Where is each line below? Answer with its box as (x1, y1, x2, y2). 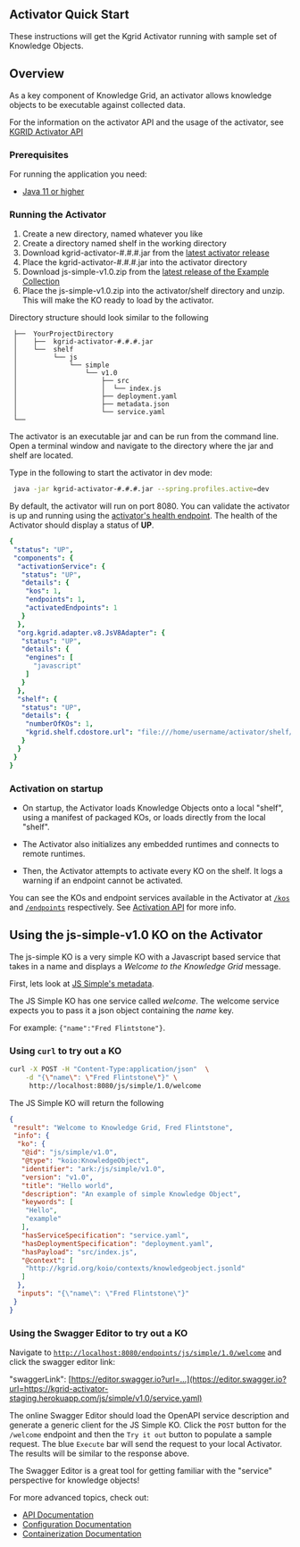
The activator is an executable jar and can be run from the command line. (9, 431, 279, 442)
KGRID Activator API (9, 126, 83, 137)
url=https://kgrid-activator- (9, 1383, 109, 1393)
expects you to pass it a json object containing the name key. (9, 1004, 235, 1016)
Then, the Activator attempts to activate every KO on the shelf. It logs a (21, 865, 283, 876)
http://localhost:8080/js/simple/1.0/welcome (29, 1081, 202, 1090)
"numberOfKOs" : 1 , (25, 719, 94, 728)
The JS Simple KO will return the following (9, 1097, 164, 1108)
